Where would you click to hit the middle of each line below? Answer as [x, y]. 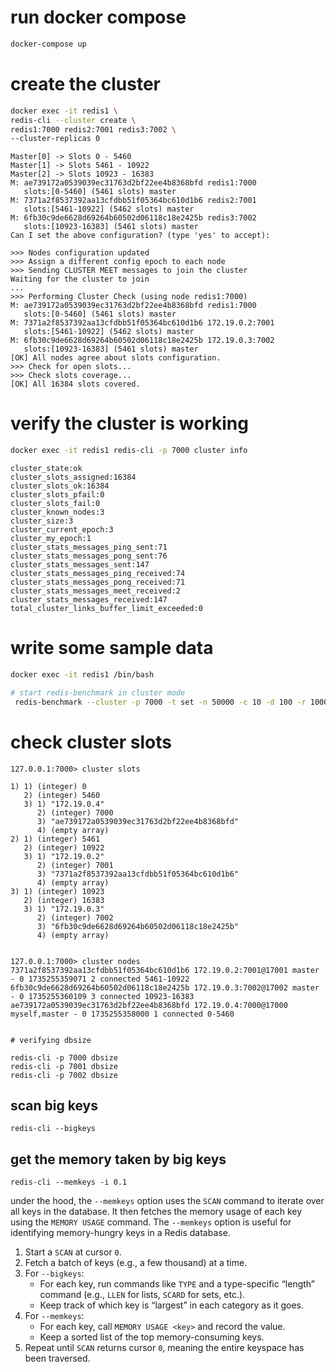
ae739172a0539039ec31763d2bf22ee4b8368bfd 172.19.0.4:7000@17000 [149, 1005]
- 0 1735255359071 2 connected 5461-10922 [100, 979]
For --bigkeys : [54, 1273]
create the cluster [85, 84]
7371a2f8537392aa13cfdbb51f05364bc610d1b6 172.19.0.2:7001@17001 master [165, 970]
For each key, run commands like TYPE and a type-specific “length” [177, 1284]
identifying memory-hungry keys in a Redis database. [120, 1233]
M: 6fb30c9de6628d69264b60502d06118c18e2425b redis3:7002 [133, 218]
